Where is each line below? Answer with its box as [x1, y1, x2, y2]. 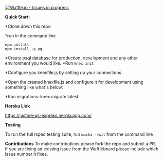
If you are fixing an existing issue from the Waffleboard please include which [5, 146, 159, 152]
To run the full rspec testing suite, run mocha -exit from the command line [5, 131, 153, 137]
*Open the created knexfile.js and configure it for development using [5, 79, 144, 85]
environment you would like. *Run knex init [5, 60, 94, 66]
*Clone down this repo [5, 23, 51, 29]
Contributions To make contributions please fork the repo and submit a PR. [5, 141, 157, 146]
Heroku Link [5, 103, 30, 109]
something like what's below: [5, 84, 63, 90]
